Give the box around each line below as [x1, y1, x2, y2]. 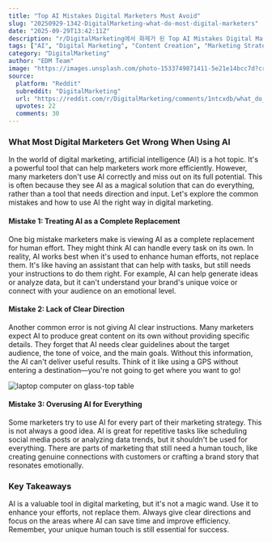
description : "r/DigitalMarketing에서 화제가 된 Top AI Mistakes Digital [8, 34, 253, 43]
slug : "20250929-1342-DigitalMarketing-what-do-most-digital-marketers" [8, 19, 259, 28]
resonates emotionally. [8, 460, 84, 470]
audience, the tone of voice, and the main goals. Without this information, [8, 348, 253, 358]
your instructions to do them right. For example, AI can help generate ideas [8, 269, 259, 278]
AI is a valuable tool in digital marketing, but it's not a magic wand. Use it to [8, 499, 259, 509]
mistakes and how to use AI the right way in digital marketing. [8, 197, 214, 207]
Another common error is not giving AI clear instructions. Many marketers [8, 322, 254, 332]
